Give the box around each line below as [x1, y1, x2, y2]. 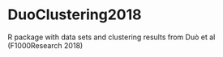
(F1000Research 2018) [7, 40, 84, 50]
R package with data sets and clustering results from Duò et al [7, 32, 216, 42]
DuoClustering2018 [7, 6, 142, 24]
